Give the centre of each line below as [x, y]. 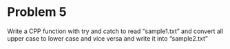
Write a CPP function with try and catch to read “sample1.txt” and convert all [115, 31]
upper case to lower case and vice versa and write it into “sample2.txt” [107, 38]
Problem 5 [37, 12]
